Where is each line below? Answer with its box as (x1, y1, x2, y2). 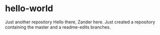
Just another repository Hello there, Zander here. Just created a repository (5, 19, 155, 25)
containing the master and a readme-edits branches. (5, 24, 111, 30)
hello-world (5, 3, 54, 14)
